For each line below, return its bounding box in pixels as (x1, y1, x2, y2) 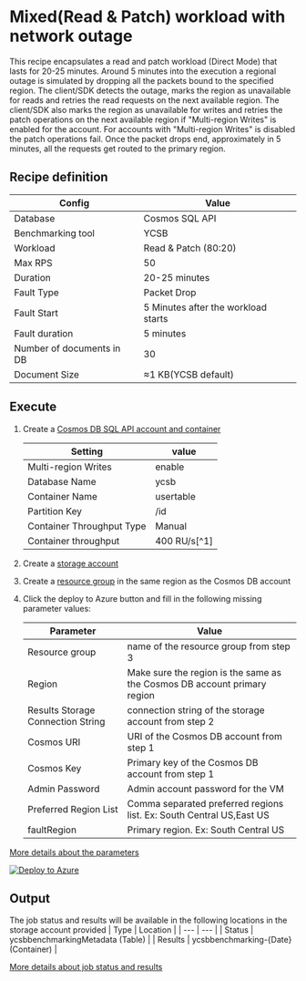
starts (143, 312, 168, 325)
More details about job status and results (9, 962, 163, 973)
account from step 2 (127, 715, 215, 728)
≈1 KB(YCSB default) (143, 367, 234, 380)
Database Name (26, 475, 97, 488)
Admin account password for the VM (127, 782, 284, 795)
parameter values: (22, 603, 91, 614)
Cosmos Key (26, 761, 82, 774)
